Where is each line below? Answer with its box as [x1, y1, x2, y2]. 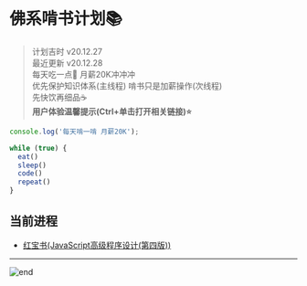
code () [17, 169, 43, 178]
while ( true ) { [9, 143, 68, 153]
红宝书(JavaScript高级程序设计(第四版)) [22, 239, 172, 250]
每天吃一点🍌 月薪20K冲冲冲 [31, 69, 135, 79]
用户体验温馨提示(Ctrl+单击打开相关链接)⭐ [31, 106, 192, 117]
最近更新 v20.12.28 [31, 57, 103, 69]
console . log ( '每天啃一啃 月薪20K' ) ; [9, 127, 140, 136]
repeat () [17, 177, 51, 187]
